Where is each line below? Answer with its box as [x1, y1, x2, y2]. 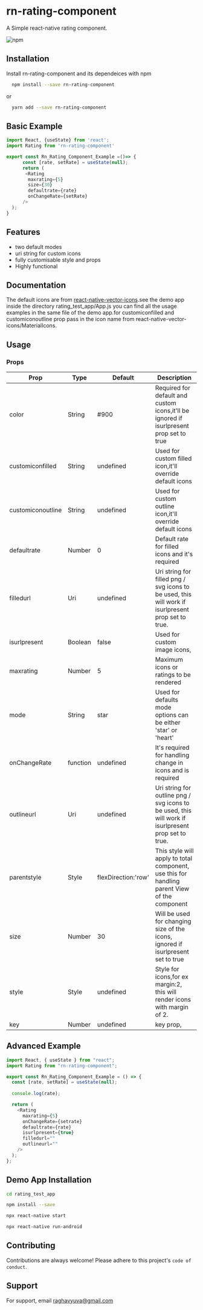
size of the [155, 925, 185, 933]
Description [156, 373, 192, 382]
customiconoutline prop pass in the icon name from [6, 316, 135, 323]
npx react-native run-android [6, 1224, 83, 1230]
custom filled [155, 454, 192, 463]
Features [6, 227, 40, 237]
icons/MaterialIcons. [6, 322, 57, 329]
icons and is [155, 766, 189, 775]
